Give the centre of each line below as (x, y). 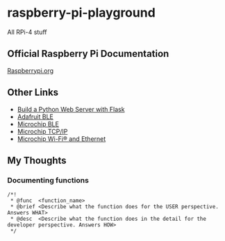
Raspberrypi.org (31, 70)
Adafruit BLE (35, 117)
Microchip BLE (38, 124)
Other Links (33, 93)
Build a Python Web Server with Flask (71, 109)
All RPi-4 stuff (27, 32)
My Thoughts (37, 160)
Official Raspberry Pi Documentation (88, 54)
